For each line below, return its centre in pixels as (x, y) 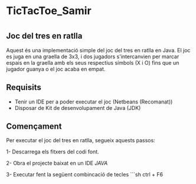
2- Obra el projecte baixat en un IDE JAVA (57, 163)
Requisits (24, 87)
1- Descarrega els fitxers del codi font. (53, 152)
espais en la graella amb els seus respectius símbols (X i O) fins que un (93, 62)
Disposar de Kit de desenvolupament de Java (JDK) (78, 108)
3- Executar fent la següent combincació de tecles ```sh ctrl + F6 (85, 175)
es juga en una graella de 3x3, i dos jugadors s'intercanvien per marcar (93, 56)
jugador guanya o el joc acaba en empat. (56, 69)
